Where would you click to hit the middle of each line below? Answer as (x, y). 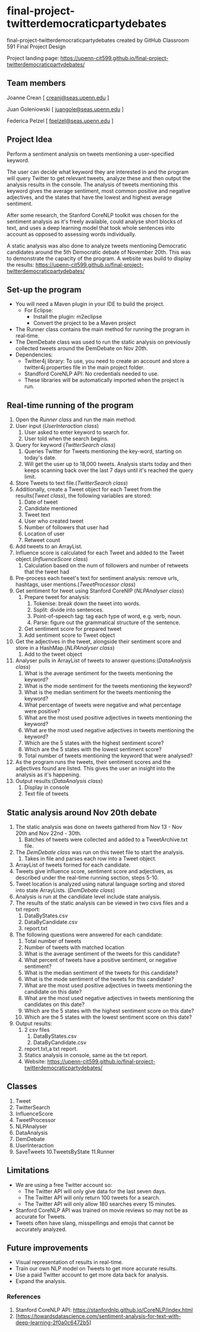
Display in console (47, 787)
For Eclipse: (39, 310)
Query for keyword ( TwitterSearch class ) (65, 445)
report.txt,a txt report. (51, 1049)
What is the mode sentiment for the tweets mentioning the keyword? (108, 686)
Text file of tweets (46, 794)
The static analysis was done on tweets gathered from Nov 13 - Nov (99, 827)
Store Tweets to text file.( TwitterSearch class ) (72, 483)
